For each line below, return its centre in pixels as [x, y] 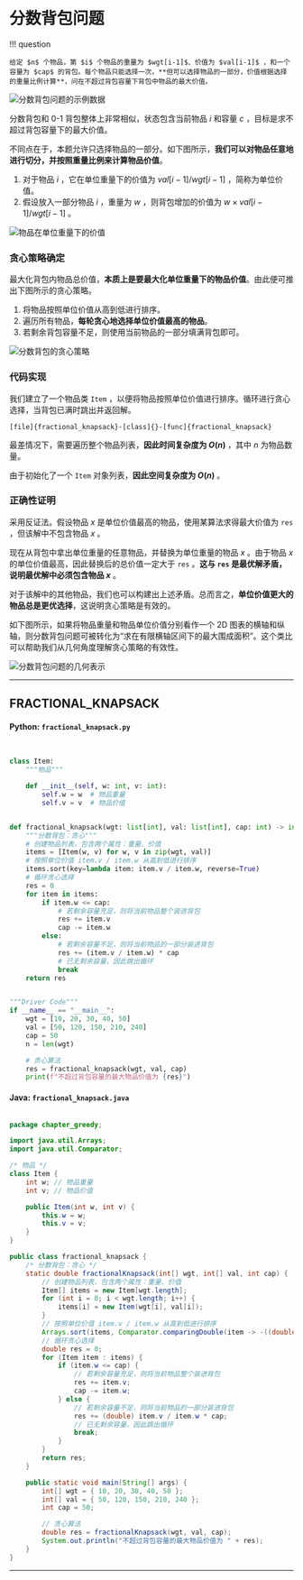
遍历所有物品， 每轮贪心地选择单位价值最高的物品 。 [117, 321]
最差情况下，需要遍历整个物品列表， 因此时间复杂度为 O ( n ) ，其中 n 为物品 [147, 445]
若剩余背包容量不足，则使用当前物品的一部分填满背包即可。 [133, 332]
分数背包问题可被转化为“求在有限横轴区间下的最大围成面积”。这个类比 [163, 636]
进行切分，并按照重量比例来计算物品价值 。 [88, 160]
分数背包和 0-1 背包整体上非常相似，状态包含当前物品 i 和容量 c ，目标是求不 [152, 118]
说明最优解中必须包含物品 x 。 [65, 574]
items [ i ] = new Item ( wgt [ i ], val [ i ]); [130, 1307]
